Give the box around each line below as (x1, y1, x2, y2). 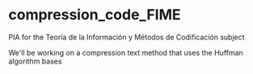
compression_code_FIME (8, 6, 181, 24)
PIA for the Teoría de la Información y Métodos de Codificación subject (8, 32, 245, 42)
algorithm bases (8, 56, 62, 66)
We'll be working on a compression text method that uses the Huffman (8, 47, 244, 57)
